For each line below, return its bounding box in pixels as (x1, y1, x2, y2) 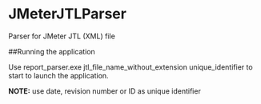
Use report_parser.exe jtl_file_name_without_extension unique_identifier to (8, 62, 254, 72)
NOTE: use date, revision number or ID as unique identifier (8, 86, 202, 96)
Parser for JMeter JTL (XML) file (8, 31, 116, 41)
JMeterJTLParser (8, 5, 126, 23)
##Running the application (8, 46, 96, 56)
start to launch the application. (8, 70, 110, 80)
